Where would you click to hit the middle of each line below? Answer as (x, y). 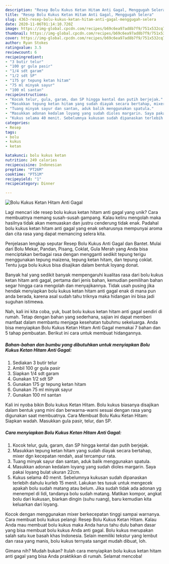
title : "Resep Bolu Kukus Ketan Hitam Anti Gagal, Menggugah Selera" (80, 15)
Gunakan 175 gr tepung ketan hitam (49, 384)
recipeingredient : (24, 57)
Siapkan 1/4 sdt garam (36, 374)
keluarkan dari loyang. (35, 504)
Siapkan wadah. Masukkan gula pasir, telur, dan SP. (59, 421)
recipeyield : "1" (23, 179)
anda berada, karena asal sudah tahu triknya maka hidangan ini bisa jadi (80, 296)
